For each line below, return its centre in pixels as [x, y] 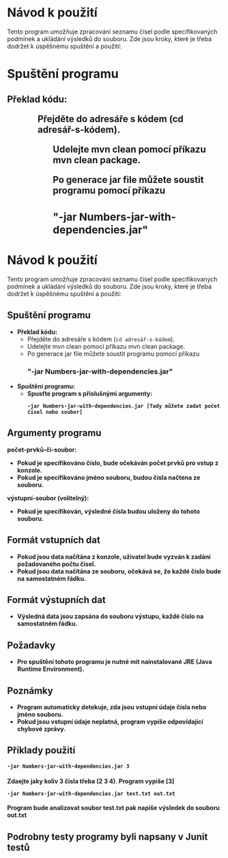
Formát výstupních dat [56, 600]
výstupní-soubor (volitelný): [48, 498]
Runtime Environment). [51, 669]
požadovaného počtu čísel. [56, 564]
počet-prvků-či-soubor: [42, 450]
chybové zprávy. [41, 729]
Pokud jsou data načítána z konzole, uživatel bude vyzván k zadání [114, 556]
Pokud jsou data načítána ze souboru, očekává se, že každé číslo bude [119, 571]
